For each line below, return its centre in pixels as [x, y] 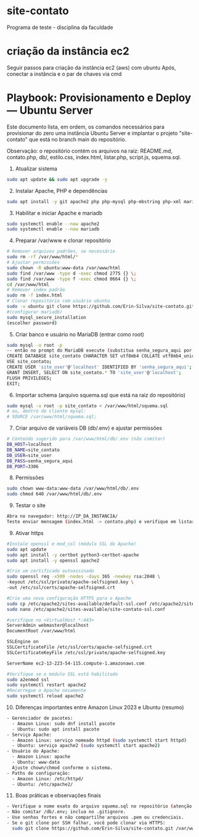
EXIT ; [13, 384]
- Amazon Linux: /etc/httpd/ [48, 779]
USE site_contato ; [29, 362]
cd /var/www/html [28, 284]
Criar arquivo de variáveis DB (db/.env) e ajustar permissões [89, 428]
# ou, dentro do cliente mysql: [46, 411]
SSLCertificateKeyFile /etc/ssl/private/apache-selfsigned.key [86, 652]
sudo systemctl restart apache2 [46, 685]
